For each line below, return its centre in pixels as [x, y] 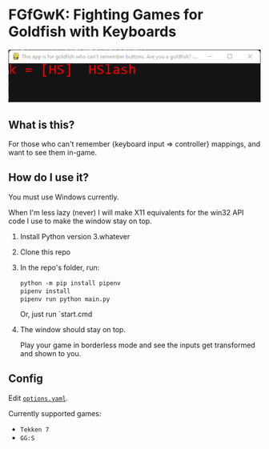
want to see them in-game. [53, 152]
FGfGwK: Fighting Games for [106, 15]
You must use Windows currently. [64, 197]
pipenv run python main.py [65, 299]
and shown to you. [50, 353]
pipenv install [45, 291]
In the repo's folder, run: [60, 267]
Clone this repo [45, 252]
